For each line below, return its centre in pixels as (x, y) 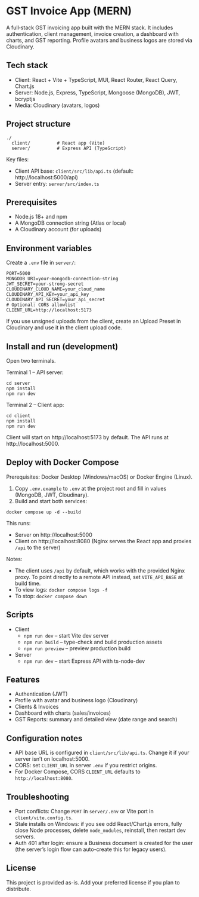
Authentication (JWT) (41, 694)
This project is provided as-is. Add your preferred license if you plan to (93, 882)
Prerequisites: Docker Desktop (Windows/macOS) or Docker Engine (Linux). (99, 477)
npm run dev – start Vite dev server (66, 635)
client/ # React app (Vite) (58, 143)
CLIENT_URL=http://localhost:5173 (49, 310)
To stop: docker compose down (51, 596)
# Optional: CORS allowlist (41, 305)
